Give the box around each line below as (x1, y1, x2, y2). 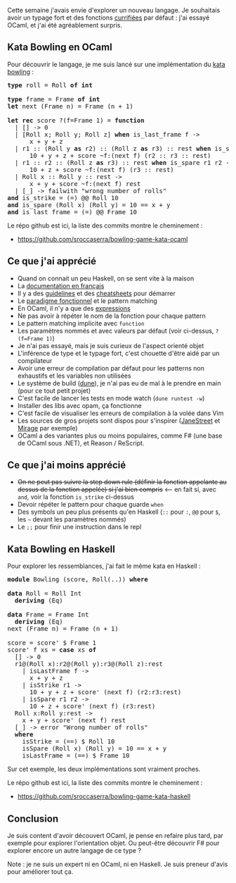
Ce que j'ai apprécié (7, 255, 97, 267)
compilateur (17, 356, 53, 365)
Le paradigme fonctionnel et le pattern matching (17, 296, 157, 305)
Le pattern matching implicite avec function (17, 319, 145, 327)
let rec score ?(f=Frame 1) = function (7, 116, 145, 124)
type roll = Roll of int (7, 81, 93, 89)
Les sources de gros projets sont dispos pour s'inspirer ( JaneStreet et (17, 416, 221, 425)
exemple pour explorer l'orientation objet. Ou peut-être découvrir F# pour (7, 839, 220, 848)
